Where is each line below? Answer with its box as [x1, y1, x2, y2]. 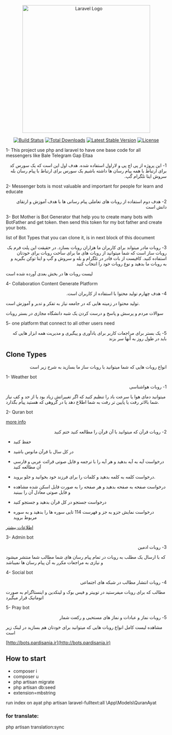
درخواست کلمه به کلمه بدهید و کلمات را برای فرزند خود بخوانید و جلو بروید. [13, 473, 156, 480]
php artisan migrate [13, 679, 55, 685]
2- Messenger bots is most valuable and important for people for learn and [6, 183, 163, 189]
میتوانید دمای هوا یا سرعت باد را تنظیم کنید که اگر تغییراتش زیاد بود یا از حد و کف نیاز [6, 394, 166, 400]
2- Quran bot [6, 409, 33, 415]
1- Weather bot [6, 374, 37, 380]
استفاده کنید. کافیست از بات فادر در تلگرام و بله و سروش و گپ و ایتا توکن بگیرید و [10, 256, 167, 261]
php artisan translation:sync [6, 724, 64, 730]
